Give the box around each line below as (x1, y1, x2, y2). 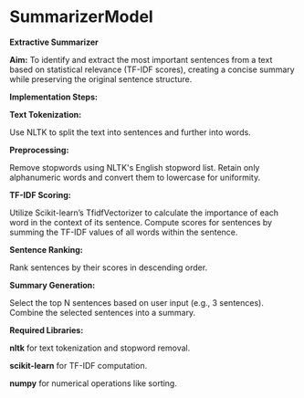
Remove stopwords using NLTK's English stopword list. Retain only (9, 162, 260, 173)
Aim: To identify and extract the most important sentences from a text (9, 54, 273, 65)
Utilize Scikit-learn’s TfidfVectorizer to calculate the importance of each (9, 207, 279, 218)
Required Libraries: (9, 324, 84, 335)
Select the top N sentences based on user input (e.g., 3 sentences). (9, 297, 265, 308)
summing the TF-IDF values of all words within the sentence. (9, 226, 238, 237)
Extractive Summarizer (9, 37, 99, 47)
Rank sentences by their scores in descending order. (9, 262, 208, 273)
